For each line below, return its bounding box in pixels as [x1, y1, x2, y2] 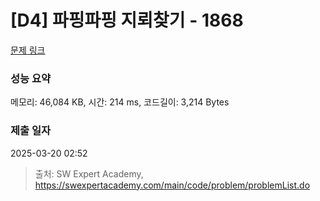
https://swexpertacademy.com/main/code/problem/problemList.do [34, 179, 311, 191]
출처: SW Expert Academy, [34, 167, 144, 180]
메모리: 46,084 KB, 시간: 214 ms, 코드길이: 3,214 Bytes [10, 96, 230, 108]
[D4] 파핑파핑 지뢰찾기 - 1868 [10, 9, 244, 32]
